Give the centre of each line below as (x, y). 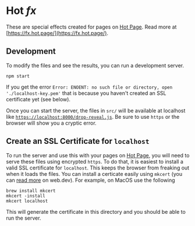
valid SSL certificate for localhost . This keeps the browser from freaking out (98, 168)
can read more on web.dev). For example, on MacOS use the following (91, 180)
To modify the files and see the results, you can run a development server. (95, 65)
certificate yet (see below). (38, 99)
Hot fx (21, 11)
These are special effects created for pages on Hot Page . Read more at (91, 27)
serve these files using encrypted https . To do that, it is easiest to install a (95, 161)
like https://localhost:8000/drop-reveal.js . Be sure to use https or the (93, 116)
